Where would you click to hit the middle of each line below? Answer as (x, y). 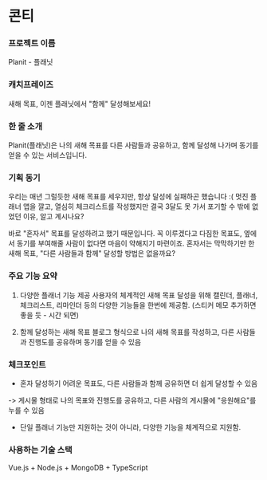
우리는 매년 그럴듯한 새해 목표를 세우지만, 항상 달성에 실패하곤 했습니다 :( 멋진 (128, 197)
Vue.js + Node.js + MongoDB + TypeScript (79, 468)
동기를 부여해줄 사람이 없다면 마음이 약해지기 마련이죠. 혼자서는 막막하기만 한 (135, 243)
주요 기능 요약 (33, 276)
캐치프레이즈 (31, 85)
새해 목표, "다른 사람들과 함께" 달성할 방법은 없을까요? (92, 254)
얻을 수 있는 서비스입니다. (48, 155)
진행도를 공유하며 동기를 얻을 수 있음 (85, 342)
